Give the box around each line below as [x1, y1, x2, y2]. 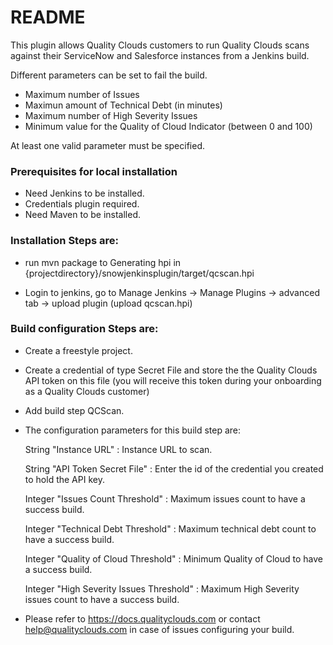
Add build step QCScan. [24, 404, 125, 416]
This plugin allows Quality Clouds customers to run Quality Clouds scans [10, 39, 310, 51]
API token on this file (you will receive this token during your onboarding [24, 374, 322, 386]
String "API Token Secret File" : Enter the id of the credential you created [24, 462, 324, 475]
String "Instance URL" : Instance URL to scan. [24, 443, 213, 455]
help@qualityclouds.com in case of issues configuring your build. [24, 623, 295, 635]
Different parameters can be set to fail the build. [10, 69, 208, 81]
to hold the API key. [24, 473, 105, 485]
